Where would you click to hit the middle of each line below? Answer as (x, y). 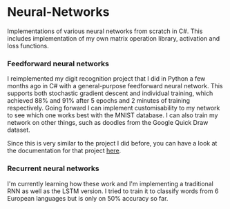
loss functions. (28, 46)
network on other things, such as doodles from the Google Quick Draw (108, 123)
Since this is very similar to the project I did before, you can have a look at (112, 143)
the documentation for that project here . (64, 151)
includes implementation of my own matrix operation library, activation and (114, 38)
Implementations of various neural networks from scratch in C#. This (105, 31)
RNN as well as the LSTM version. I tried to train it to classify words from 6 (113, 191)
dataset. (19, 130)
